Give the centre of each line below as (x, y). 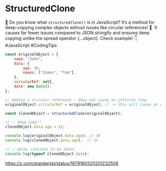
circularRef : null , (34, 82)
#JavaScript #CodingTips (31, 45)
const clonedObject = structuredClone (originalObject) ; (64, 113)
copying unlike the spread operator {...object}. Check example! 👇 (71, 38)
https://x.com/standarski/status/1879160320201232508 (62, 163)
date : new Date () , (33, 87)
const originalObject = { (32, 54)
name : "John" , (28, 59)
